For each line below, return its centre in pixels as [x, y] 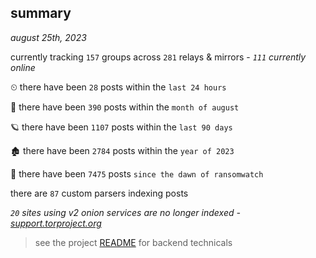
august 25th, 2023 [48, 37]
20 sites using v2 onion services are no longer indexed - [125, 212]
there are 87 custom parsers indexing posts [99, 193]
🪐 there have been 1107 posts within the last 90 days [121, 127]
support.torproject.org [56, 223]
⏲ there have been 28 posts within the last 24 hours [118, 87]
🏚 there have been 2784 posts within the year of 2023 [122, 150]
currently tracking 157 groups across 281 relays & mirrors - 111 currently [158, 57]
